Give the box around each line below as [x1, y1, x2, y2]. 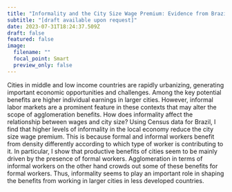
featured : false [7, 36, 54, 43]
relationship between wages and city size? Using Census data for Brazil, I [7, 117, 216, 125]
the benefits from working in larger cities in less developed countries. [7, 176, 204, 184]
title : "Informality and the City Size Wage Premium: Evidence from [7, 10, 209, 17]
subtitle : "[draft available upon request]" [7, 17, 137, 24]
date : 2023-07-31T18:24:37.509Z [7, 23, 100, 30]
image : [7, 42, 26, 49]
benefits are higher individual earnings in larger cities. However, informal [7, 95, 214, 104]
